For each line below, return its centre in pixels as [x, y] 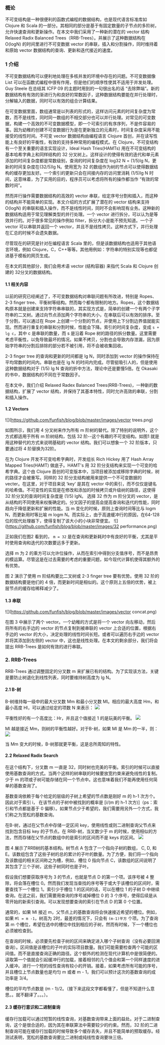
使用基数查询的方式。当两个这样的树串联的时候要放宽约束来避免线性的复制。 [82, 773]
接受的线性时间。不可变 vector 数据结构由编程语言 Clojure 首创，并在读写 [79, 136]
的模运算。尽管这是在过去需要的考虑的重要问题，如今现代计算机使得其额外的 [82, 559]
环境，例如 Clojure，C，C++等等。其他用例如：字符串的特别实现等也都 [81, 249]
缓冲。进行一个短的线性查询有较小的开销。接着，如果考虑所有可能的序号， [84, 966]
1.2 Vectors [17, 409]
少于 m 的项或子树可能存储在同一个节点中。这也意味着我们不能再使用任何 [79, 779]
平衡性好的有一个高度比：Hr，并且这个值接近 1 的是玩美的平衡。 [70, 718]
